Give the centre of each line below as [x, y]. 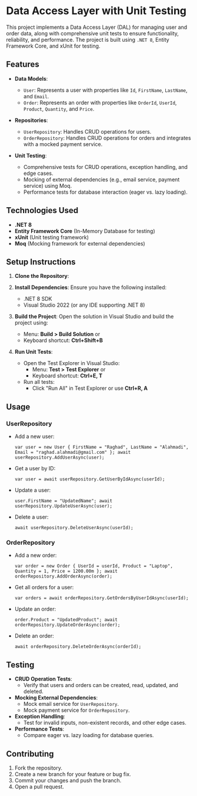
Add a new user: [34, 436]
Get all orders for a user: [44, 588]
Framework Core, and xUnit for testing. [53, 46]
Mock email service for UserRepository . [71, 704]
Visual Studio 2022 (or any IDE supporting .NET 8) [84, 305]
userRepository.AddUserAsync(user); [59, 457]
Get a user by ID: [35, 469]
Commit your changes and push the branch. [68, 780]
